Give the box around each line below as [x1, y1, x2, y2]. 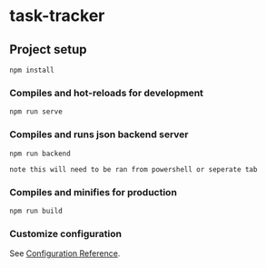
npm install [9, 65, 54, 74]
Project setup [9, 42, 88, 57]
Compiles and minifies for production [9, 185, 177, 198]
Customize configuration [9, 227, 123, 240]
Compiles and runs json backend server [9, 128, 189, 141]
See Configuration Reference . [9, 248, 121, 259]
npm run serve [9, 107, 64, 116]
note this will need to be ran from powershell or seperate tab [9, 164, 258, 174]
